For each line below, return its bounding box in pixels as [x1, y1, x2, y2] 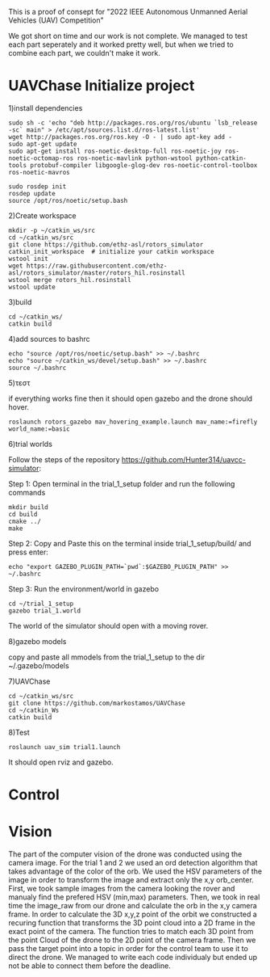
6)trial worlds [8, 439, 52, 448]
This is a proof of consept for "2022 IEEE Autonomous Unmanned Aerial [8, 7, 248, 16]
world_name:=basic [8, 424, 70, 433]
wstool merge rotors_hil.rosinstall [8, 276, 131, 284]
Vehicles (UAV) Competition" [8, 15, 105, 25]
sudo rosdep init [8, 182, 67, 191]
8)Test [8, 727, 30, 737]
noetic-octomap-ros [8, 154, 74, 162]
